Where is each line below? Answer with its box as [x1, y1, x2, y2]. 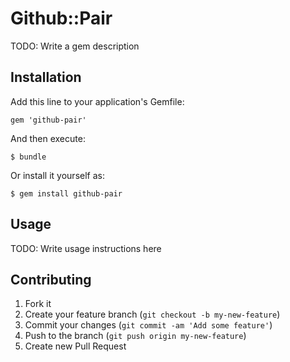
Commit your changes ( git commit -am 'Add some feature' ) [24, 319, 273, 331]
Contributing [10, 271, 92, 288]
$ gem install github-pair [10, 188, 123, 199]
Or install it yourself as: [10, 169, 105, 181]
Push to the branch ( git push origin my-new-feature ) [24, 330, 247, 342]
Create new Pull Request [24, 340, 127, 352]
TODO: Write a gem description [10, 40, 140, 52]
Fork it [24, 298, 52, 310]
